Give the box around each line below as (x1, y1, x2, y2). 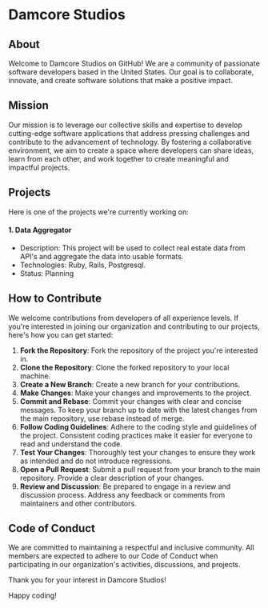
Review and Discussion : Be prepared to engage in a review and (19, 482, 231, 491)
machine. (19, 370, 51, 381)
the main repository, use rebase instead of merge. (19, 414, 185, 423)
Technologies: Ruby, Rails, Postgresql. (19, 260, 146, 270)
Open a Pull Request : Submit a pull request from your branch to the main (19, 464, 261, 474)
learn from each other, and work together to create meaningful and (8, 154, 230, 163)
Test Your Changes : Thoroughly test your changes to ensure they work (19, 447, 256, 457)
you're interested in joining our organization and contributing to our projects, (8, 322, 260, 331)
